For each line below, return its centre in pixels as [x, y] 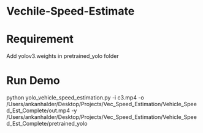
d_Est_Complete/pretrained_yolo [47, 124]
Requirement [40, 39]
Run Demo [33, 81]
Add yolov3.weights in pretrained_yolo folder [63, 56]
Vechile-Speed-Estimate [71, 11]
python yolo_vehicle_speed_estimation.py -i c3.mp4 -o [75, 98]
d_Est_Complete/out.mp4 [38, 110]
